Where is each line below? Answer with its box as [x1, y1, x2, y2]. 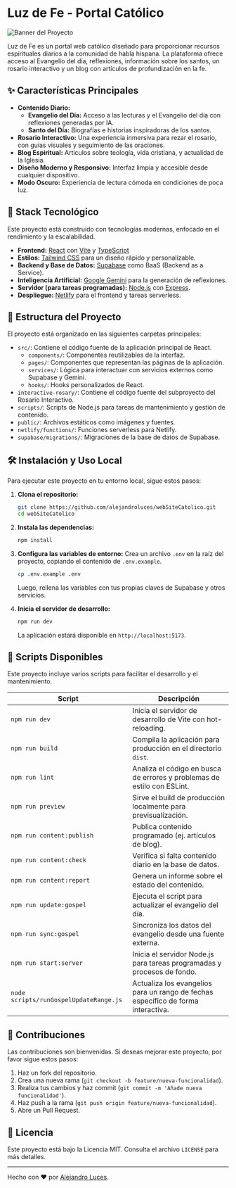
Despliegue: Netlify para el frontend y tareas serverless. [17, 291, 181, 299]
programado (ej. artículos [132, 830, 216, 840]
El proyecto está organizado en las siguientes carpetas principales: [7, 329, 202, 339]
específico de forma [132, 996, 199, 1006]
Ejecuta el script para [132, 892, 202, 902]
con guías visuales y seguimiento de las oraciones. [17, 141, 165, 149]
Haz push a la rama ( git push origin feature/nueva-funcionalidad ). [17, 1099, 217, 1107]
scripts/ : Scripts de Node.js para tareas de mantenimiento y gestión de [17, 403, 226, 412]
